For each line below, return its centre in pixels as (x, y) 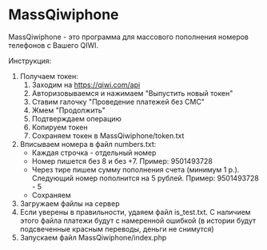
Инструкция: (30, 61)
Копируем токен (60, 127)
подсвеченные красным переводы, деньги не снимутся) (117, 228)
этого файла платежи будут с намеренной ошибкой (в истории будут (138, 220)
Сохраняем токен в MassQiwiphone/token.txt (108, 135)
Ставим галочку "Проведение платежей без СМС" (118, 101)
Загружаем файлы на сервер (70, 203)
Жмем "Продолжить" (69, 110)
